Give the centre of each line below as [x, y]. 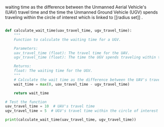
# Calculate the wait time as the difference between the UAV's [81, 80]
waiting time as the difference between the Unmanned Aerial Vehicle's [76, 7]
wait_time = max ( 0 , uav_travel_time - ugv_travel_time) [72, 84]
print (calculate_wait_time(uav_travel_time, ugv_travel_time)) [71, 120]
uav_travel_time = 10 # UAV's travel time [50, 107]
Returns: [23, 66]
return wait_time [31, 93]
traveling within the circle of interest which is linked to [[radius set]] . [74, 17]
